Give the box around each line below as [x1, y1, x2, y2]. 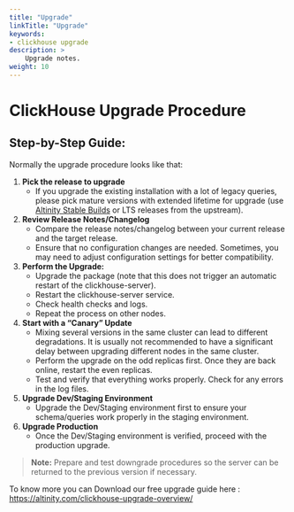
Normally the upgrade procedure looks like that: [9, 159, 184, 169]
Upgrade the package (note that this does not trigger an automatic [34, 270, 277, 281]
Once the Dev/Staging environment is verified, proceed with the [34, 431, 268, 441]
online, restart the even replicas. [34, 364, 153, 375]
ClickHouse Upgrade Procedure [9, 101, 246, 120]
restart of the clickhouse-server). [34, 280, 156, 291]
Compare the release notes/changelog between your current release [34, 223, 285, 234]
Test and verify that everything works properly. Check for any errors [34, 374, 284, 384]
